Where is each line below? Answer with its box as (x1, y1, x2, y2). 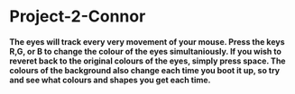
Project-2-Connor (9, 6, 146, 27)
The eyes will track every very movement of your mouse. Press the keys (9, 36, 286, 47)
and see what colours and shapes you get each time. (9, 74, 211, 85)
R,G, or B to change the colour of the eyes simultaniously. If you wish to (9, 46, 282, 56)
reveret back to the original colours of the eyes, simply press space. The (9, 56, 286, 66)
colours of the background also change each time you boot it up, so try (9, 64, 281, 75)
